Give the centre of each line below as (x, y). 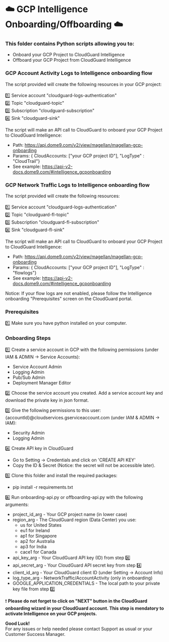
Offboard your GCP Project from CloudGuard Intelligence (72, 60)
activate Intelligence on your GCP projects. (51, 613)
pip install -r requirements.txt (43, 487)
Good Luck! (18, 623)
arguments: (17, 504)
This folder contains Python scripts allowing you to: (70, 44)
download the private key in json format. (47, 400)
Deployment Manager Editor (42, 382)
